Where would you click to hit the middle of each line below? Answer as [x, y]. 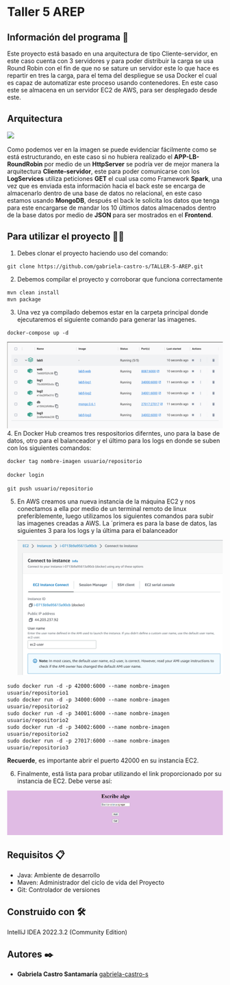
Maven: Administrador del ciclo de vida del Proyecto [91, 882]
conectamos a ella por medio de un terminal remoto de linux [102, 509]
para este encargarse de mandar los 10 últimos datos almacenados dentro [112, 208]
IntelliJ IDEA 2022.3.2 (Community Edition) [67, 932]
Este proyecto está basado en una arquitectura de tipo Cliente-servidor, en [112, 53]
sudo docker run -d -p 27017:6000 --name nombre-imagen [88, 740]
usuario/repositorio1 [38, 693]
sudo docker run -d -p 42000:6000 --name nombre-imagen [88, 686]
